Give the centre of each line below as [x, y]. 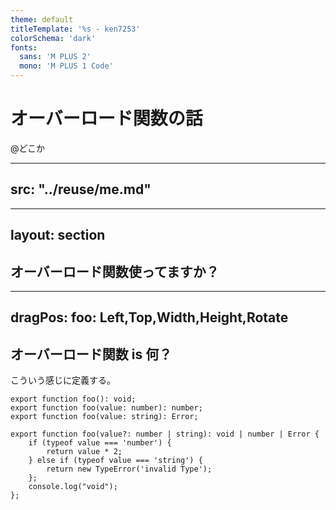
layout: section [58, 235]
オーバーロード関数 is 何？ [91, 354]
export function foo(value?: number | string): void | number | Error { [165, 434]
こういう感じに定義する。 [63, 380]
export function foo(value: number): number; [106, 408]
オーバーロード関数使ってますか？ [115, 271]
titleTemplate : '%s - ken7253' [75, 29]
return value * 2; [84, 452]
